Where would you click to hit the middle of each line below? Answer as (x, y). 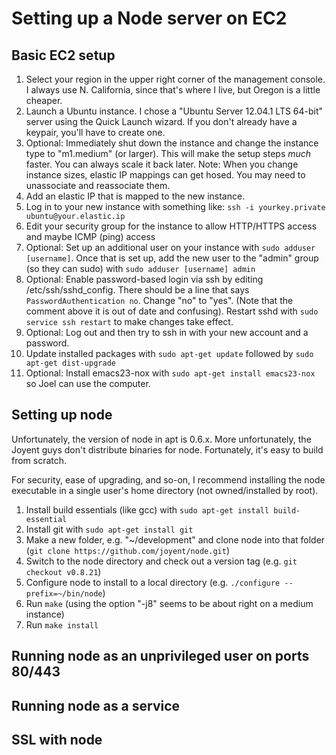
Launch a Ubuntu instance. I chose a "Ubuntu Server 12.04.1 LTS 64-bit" (174, 111)
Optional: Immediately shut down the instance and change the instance (172, 143)
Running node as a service (96, 705)
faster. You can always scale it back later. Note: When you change (162, 164)
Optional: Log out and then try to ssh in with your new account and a (167, 332)
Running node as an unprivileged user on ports (160, 656)
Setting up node (62, 415)
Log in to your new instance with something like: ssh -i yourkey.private (175, 206)
